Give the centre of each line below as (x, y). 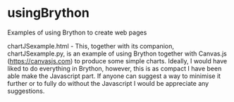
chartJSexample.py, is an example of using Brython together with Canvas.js (117, 53)
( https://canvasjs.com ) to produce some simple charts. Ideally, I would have (117, 60)
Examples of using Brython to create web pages (77, 32)
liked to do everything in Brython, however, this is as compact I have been (115, 68)
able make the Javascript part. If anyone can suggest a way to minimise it (114, 76)
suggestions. (26, 91)
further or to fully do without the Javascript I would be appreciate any (108, 83)
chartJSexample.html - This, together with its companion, (91, 46)
